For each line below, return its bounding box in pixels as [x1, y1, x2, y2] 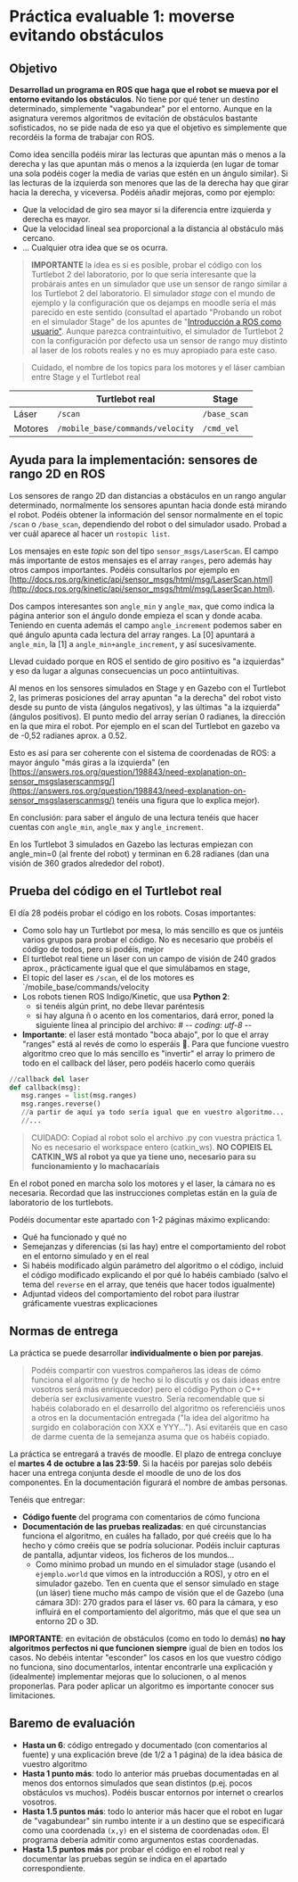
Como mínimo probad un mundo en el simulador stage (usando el [35, 1559, 276, 1570]
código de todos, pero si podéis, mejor [21, 943, 165, 954]
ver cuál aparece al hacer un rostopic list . [9, 528, 171, 539]
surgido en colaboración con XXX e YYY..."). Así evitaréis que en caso [30, 1422, 288, 1432]
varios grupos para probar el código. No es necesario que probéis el [21, 934, 273, 945]
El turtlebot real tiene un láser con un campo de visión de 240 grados [21, 953, 277, 964]
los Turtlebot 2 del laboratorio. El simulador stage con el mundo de [30, 288, 276, 298]
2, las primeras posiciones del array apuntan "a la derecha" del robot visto [9, 692, 282, 702]
